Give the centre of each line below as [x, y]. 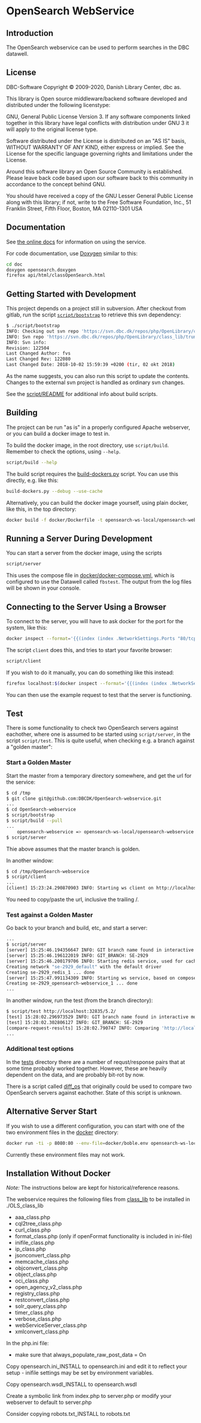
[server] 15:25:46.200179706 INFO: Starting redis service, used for [95, 961]
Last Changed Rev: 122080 [38, 359]
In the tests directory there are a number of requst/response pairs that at [96, 1062]
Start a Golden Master [39, 763]
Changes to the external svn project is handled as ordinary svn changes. [96, 383]
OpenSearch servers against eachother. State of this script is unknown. [94, 1092]
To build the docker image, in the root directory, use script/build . [88, 445]
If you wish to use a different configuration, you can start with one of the [95, 1126]
